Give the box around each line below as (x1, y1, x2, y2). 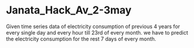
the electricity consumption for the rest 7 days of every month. (6, 35, 156, 42)
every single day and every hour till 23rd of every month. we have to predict (6, 29, 188, 36)
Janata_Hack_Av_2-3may (6, 4, 132, 17)
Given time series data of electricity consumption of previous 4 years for (6, 23, 181, 30)
